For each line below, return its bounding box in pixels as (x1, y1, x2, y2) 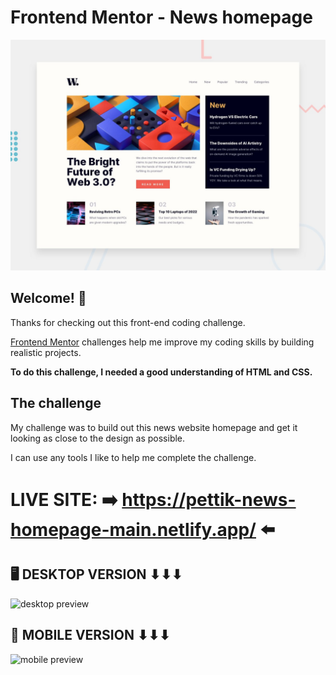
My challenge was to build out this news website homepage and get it (10, 421, 298, 433)
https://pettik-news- (121, 488, 297, 511)
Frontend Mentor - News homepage (10, 6, 313, 29)
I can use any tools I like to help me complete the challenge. (10, 451, 257, 463)
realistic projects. (10, 346, 82, 358)
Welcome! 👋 (10, 290, 87, 307)
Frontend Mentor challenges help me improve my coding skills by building (10, 336, 315, 348)
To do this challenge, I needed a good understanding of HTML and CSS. (10, 366, 313, 378)
